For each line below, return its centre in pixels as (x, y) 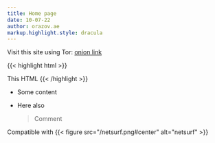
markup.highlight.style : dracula (55, 33)
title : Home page (32, 13)
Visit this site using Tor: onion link (55, 52)
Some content (37, 92)
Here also (31, 106)
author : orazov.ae (33, 26)
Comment (48, 119)
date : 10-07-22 (29, 20)
